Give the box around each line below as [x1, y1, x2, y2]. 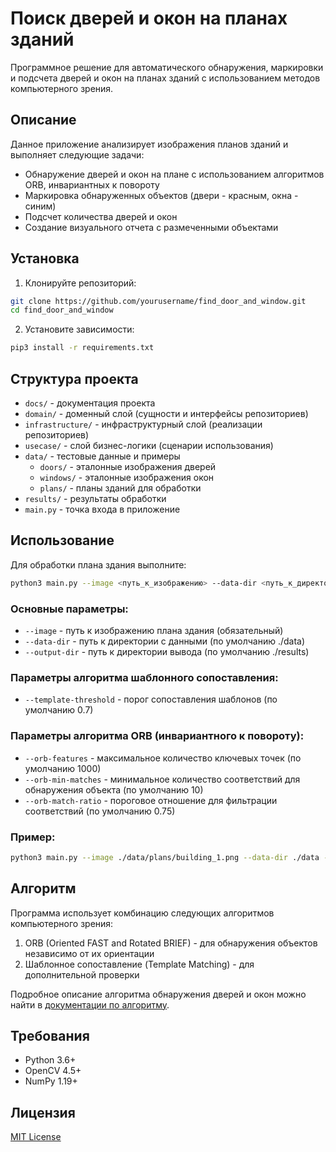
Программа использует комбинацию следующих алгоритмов [10, 907, 275, 919]
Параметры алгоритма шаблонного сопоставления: [10, 670, 279, 684]
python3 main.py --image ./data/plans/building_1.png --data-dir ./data [10, 852, 320, 862]
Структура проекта [10, 370, 139, 387]
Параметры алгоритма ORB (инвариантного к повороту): [10, 729, 305, 743]
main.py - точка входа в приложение [24, 503, 181, 515]
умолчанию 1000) [24, 762, 102, 774]
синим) [24, 200, 57, 212]
